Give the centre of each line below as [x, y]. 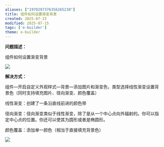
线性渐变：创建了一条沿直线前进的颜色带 [46, 103]
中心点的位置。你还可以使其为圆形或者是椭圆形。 [58, 119]
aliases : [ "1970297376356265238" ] [40, 9]
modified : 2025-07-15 [27, 23]
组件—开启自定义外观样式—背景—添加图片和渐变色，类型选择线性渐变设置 [80, 87]
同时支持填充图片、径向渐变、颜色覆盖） [58, 93]
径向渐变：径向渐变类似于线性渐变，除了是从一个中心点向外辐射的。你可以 [80, 113]
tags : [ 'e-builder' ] [26, 28]
